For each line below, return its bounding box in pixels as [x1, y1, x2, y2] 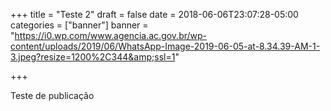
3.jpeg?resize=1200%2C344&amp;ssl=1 [10, 51, 176, 63]
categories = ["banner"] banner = [10, 19, 149, 31]
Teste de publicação [10, 90, 95, 101]
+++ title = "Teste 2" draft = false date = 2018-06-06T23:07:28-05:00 [10, 9, 299, 20]
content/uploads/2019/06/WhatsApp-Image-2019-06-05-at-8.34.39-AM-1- [10, 40, 321, 52]
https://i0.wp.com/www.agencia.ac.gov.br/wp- [14, 30, 208, 41]
